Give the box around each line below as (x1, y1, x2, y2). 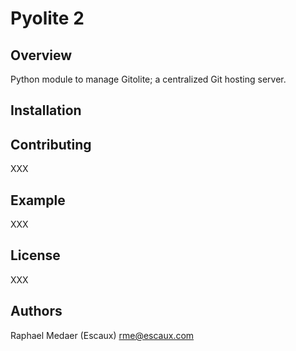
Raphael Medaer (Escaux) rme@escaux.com (10, 329, 195, 341)
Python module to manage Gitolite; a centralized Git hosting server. (10, 73, 287, 85)
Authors (10, 303, 63, 320)
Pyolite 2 (10, 7, 85, 30)
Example (10, 192, 66, 209)
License (10, 247, 61, 264)
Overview (10, 47, 73, 64)
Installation (10, 102, 82, 119)
